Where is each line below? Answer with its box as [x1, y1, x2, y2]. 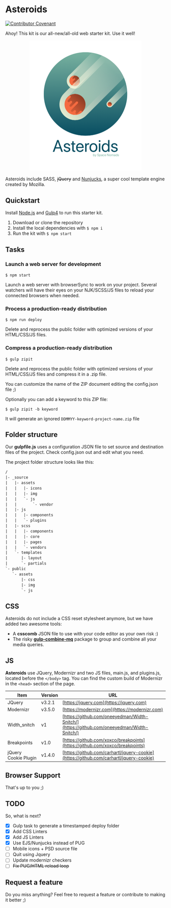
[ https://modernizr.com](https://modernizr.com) [62, 707, 163, 713]
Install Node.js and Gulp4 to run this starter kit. [5, 210, 103, 216]
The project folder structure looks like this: [5, 459, 94, 465]
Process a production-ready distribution [5, 305, 107, 312]
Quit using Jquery [12, 851, 50, 858]
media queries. [12, 642, 44, 648]
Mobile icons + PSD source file [12, 846, 78, 852]
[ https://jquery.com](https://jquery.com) [62, 699, 147, 705]
